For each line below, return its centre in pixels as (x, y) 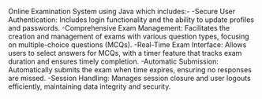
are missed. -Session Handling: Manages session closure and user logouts (129, 78)
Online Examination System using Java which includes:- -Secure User (122, 11)
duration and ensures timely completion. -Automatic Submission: (114, 61)
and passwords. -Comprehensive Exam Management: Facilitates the (119, 28)
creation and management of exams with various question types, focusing (129, 36)
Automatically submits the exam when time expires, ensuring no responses (130, 70)
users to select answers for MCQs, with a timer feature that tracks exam (125, 53)
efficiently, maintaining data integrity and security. (90, 86)
